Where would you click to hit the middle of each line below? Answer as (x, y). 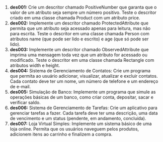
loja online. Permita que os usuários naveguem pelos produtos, (74, 129)
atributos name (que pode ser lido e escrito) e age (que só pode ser (79, 39)
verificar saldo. (25, 102)
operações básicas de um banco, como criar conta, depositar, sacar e (81, 97)
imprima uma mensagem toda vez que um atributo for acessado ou (79, 55)
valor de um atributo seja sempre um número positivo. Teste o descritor (83, 12)
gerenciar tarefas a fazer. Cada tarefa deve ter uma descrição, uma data (84, 113)
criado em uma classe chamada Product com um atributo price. (75, 18)
